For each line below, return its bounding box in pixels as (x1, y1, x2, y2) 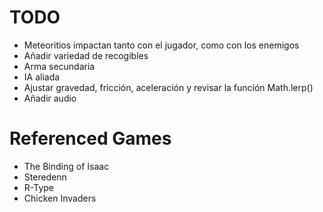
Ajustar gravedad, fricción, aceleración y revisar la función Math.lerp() (23, 81, 314, 93)
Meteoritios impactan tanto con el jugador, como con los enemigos (23, 39, 300, 51)
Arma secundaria (23, 60, 96, 72)
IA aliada (23, 71, 61, 83)
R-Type (23, 181, 54, 193)
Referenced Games (9, 127, 172, 150)
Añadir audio (23, 92, 77, 104)
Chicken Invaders (23, 192, 97, 204)
